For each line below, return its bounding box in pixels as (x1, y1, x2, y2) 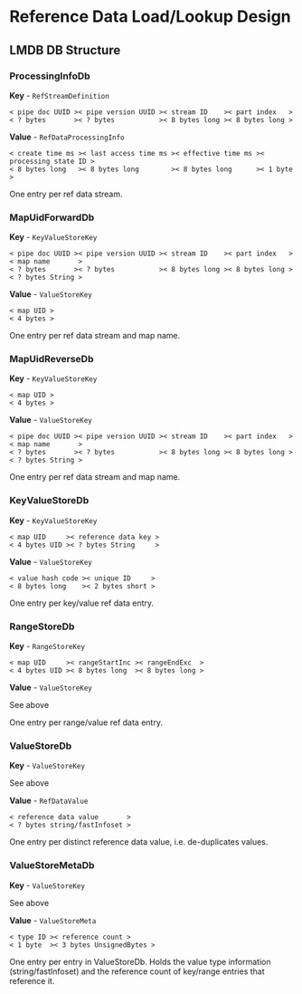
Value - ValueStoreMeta (9, 914, 97, 925)
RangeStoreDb (9, 620, 75, 633)
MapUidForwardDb (9, 211, 95, 224)
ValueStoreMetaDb (9, 859, 95, 872)
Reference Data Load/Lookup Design (9, 6, 291, 27)
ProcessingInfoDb (9, 70, 90, 82)
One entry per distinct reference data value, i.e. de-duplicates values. (9, 836, 269, 847)
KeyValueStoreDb (9, 494, 90, 507)
